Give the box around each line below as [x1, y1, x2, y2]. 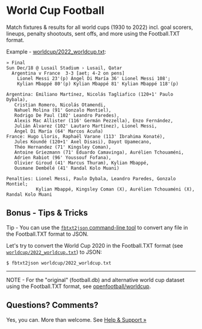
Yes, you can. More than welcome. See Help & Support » [6, 316, 147, 323]
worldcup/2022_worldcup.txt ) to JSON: [6, 248, 102, 255]
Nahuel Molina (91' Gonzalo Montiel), [14, 107, 112, 113]
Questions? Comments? [6, 300, 99, 310]
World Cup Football [6, 4, 105, 17]
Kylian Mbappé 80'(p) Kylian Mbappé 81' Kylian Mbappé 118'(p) [17, 81, 179, 87]
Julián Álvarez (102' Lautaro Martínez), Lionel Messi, [14, 123, 158, 129]
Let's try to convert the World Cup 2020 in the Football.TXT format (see [6, 242, 183, 249]
